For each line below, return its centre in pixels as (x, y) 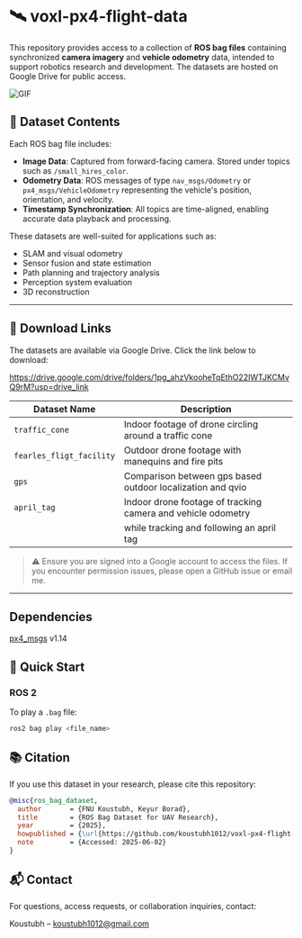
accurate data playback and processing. (97, 218)
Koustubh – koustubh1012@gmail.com (80, 924)
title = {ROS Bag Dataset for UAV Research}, (118, 817)
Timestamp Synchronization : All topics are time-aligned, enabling (146, 209)
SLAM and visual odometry (72, 253)
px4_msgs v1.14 (38, 638)
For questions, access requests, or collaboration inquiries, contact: (133, 906)
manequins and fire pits (174, 461)
